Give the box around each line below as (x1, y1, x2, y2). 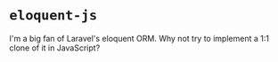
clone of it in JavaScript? (9, 43, 101, 53)
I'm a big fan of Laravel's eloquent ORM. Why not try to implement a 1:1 (9, 33, 270, 43)
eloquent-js (9, 7, 98, 24)
